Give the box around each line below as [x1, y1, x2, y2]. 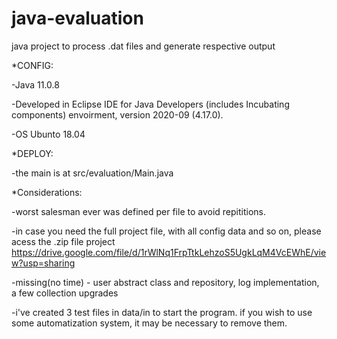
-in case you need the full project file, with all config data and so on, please [11, 225, 322, 237]
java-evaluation [11, 7, 144, 30]
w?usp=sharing [11, 257, 76, 269]
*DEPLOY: [11, 147, 54, 159]
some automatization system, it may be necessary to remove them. [11, 317, 288, 329]
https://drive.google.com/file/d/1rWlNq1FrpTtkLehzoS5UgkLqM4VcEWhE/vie [11, 246, 327, 258]
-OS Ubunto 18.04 [11, 128, 86, 140]
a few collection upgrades [11, 287, 119, 299]
